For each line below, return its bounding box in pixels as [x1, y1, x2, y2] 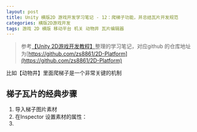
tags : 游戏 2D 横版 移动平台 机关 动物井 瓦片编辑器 [6, 25, 125, 32]
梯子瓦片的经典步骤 [6, 88, 77, 99]
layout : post [6, 8, 39, 15]
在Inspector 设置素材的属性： [14, 113, 87, 121]
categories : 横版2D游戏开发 [6, 20, 71, 26]
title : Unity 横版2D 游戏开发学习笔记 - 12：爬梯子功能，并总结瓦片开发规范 [6, 14, 178, 20]
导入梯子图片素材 [14, 106, 57, 113]
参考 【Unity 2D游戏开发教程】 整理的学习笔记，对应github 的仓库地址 [20, 43, 191, 50]
